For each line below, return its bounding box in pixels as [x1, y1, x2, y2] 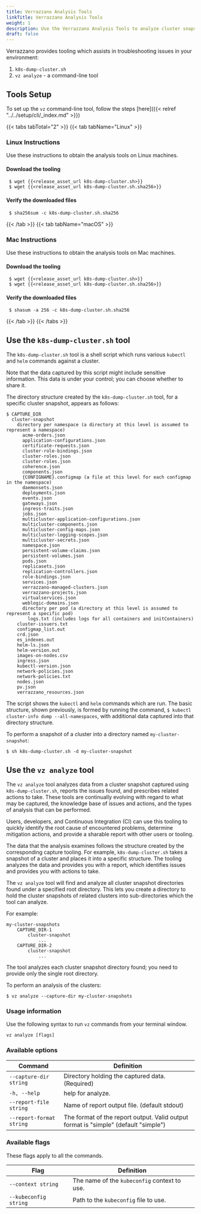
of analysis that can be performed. [6, 806, 92, 813]
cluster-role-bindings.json [22, 448, 93, 454]
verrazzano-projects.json [22, 590, 87, 596]
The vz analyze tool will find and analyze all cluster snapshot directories [6, 879, 184, 886]
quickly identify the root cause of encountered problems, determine [6, 824, 173, 831]
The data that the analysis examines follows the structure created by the [6, 842, 184, 849]
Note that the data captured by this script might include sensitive [6, 369, 166, 376]
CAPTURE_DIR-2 [17, 942, 52, 948]
